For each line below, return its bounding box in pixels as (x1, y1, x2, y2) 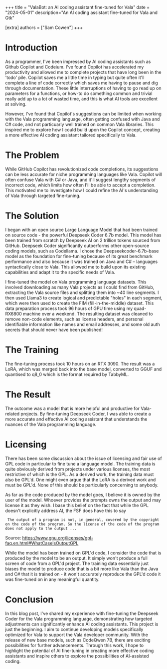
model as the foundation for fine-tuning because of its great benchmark (5, 253, 153, 259)
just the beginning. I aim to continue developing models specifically (5, 626, 144, 632)
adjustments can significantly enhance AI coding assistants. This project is (5, 621, 159, 627)
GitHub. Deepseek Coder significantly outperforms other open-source (5, 242, 150, 248)
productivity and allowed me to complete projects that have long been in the (5, 69, 162, 75)
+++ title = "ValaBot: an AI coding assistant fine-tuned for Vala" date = (5, 4, 150, 10)
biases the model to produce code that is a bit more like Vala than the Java (5, 565, 159, 571)
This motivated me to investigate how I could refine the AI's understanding (5, 187, 158, 193)
